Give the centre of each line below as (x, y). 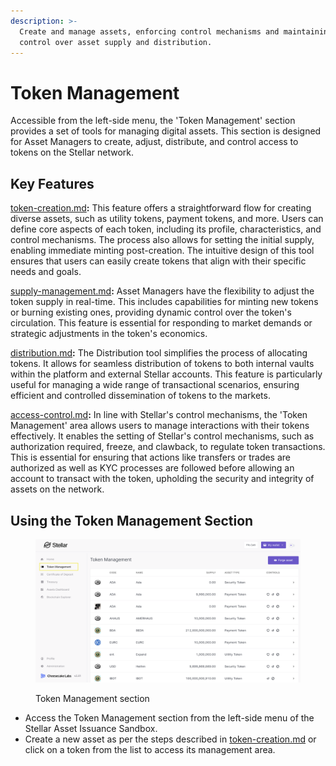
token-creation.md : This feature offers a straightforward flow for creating (161, 208)
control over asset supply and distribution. (116, 42)
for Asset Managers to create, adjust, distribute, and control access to (154, 142)
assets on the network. (57, 489)
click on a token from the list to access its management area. (150, 750)
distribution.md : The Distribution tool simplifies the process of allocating (159, 353)
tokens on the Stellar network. (72, 152)
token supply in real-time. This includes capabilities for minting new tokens (164, 302)
